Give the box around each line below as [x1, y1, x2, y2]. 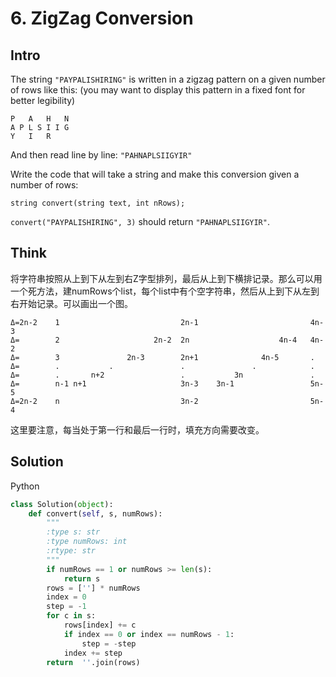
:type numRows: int [46, 537, 128, 547]
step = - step [81, 638, 137, 649]
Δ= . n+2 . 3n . [10, 370, 315, 380]
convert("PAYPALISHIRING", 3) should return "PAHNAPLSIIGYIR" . [10, 216, 270, 227]
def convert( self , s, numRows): [28, 508, 163, 519]
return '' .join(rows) [46, 657, 141, 667]
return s [63, 573, 101, 584]
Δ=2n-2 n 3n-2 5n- [10, 396, 325, 406]
